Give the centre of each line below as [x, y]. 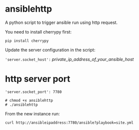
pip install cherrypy [27, 41]
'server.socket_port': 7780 [34, 92]
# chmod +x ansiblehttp [29, 100]
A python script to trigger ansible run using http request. [61, 22]
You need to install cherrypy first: [38, 32]
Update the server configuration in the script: [50, 50]
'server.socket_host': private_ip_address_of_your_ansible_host [69, 59]
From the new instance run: [32, 113]
